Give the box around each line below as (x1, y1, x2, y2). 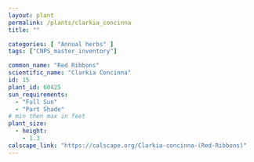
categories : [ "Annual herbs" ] (8, 40, 114, 48)
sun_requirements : (8, 91, 68, 99)
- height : (15, 127, 47, 135)
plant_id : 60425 (8, 83, 61, 91)
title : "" (8, 26, 41, 34)
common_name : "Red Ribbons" (8, 62, 100, 70)
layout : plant (8, 11, 55, 20)
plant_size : (8, 120, 47, 128)
